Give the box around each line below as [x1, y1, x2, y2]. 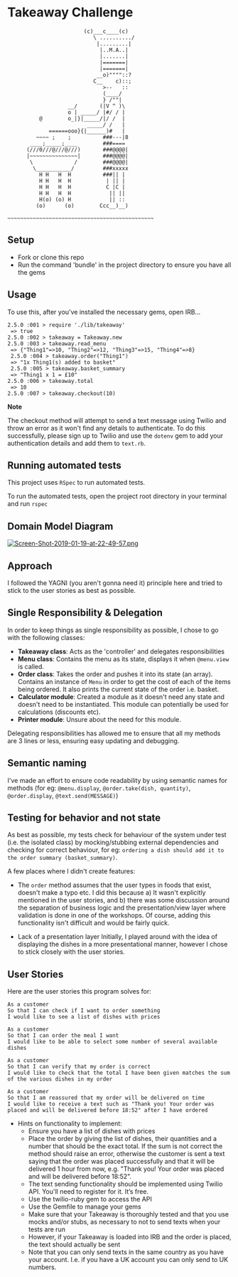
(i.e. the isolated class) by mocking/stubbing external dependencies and [7, 838, 219, 847]
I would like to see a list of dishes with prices [7, 1014, 161, 1021]
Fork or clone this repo [17, 253, 85, 261]
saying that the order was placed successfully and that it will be [28, 1157, 215, 1166]
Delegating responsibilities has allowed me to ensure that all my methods [7, 729, 221, 737]
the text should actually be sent [28, 1240, 121, 1249]
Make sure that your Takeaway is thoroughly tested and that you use [28, 1210, 229, 1219]
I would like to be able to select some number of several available [7, 1039, 218, 1046]
